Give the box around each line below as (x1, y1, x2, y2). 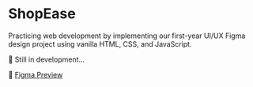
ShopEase (8, 5, 77, 23)
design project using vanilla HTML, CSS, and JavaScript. (8, 39, 192, 48)
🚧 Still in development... (8, 55, 85, 64)
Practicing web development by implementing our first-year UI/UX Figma (8, 31, 246, 40)
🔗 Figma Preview (8, 70, 63, 79)
